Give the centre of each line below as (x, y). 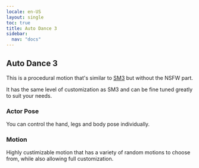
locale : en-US (24, 12)
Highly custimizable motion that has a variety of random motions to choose (98, 153)
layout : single (25, 17)
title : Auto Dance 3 (32, 28)
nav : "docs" (27, 39)
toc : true (18, 23)
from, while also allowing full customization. (60, 159)
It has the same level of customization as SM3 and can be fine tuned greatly (99, 89)
